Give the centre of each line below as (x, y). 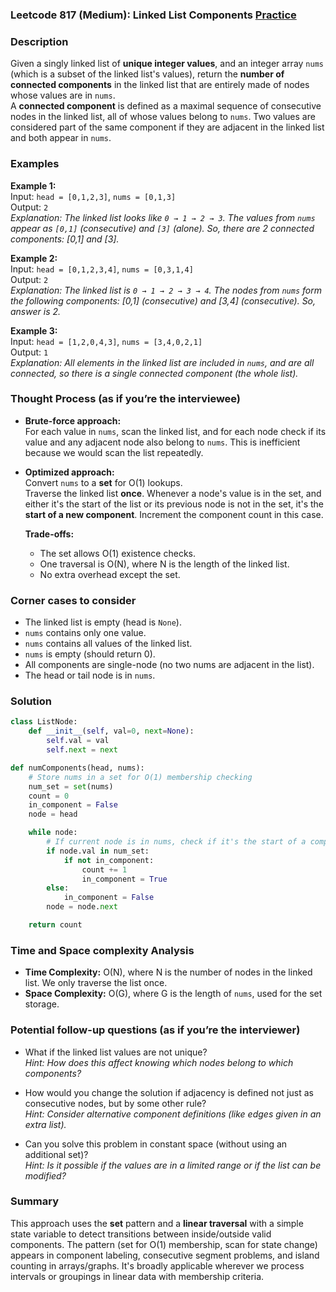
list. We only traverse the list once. (96, 983)
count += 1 (104, 869)
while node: (53, 833)
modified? (45, 1175)
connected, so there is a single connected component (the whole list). (154, 373)
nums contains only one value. (85, 633)
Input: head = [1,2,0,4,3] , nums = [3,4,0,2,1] (106, 341)
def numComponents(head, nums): (77, 768)
